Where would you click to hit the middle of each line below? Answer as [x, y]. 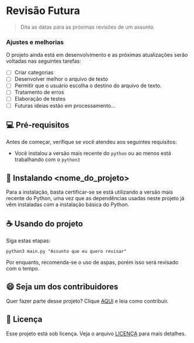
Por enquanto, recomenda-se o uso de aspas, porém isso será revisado [92, 262]
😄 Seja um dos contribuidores [62, 287]
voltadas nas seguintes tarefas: [44, 61]
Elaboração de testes [40, 99]
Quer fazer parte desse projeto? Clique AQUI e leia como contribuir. [87, 301]
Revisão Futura [43, 11]
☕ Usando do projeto [45, 224]
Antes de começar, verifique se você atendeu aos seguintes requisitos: [91, 142]
